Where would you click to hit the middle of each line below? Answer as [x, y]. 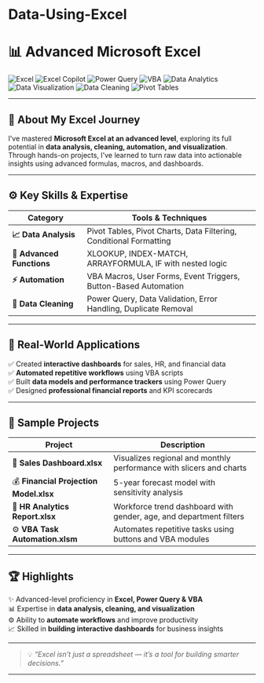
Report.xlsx [34, 516]
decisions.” [46, 663]
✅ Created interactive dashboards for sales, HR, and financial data [117, 364]
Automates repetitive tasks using [174, 530]
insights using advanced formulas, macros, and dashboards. [106, 163]
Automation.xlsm [45, 539]
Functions [31, 263]
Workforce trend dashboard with [174, 507]
